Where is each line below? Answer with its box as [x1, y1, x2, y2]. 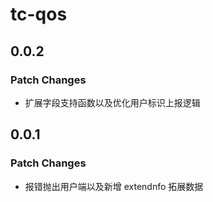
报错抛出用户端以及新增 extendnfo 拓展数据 [24, 180, 204, 192]
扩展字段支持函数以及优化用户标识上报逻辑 [24, 96, 201, 108]
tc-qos [10, 3, 68, 26]
